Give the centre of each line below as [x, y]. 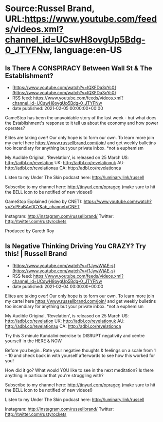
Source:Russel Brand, [50, 9]
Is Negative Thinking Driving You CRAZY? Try [76, 246]
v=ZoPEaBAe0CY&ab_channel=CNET [43, 207]
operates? [15, 128]
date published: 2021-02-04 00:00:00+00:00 [58, 286]
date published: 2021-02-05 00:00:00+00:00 [57, 108]
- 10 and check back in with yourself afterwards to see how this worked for [80, 355]
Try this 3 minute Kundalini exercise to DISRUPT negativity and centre [75, 335]
